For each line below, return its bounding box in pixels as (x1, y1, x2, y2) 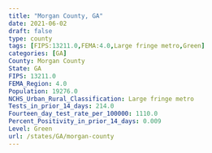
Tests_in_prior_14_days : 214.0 (8, 102, 115, 110)
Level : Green (8, 125, 53, 133)
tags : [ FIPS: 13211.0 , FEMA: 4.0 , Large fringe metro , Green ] (8, 42, 206, 50)
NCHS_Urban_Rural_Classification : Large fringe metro (8, 95, 195, 103)
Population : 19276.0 (8, 87, 79, 96)
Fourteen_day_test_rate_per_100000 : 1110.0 (8, 110, 158, 118)
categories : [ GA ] (8, 49, 67, 57)
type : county (8, 34, 53, 43)
